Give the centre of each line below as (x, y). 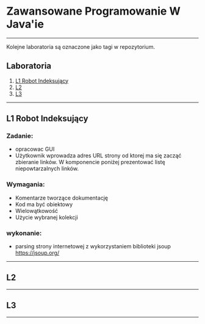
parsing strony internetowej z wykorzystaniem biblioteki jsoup (93, 247)
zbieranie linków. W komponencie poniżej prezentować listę (90, 162)
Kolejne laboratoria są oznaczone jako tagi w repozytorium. (81, 46)
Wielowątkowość (37, 211)
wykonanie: (24, 233)
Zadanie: (20, 136)
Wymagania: (26, 184)
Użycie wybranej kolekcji (46, 217)
